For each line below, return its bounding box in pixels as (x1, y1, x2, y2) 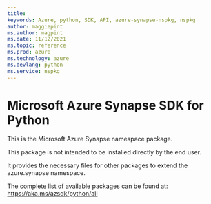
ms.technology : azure (7, 55, 70, 62)
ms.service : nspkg (7, 68, 60, 74)
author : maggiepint (7, 23, 63, 30)
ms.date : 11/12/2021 (7, 36, 67, 43)
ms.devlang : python (7, 61, 63, 68)
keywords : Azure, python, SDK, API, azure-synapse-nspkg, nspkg (7, 17, 196, 23)
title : (7, 10, 26, 17)
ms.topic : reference (7, 42, 67, 49)
